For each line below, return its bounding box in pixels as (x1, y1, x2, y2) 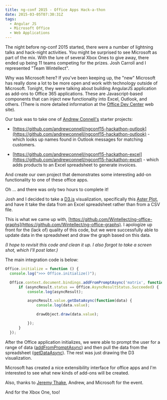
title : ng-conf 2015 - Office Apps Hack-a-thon (5, 7, 106, 12)
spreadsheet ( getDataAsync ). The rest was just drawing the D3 (5, 349, 134, 356)
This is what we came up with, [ (5, 216, 71, 222)
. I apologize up (121, 222, 153, 227)
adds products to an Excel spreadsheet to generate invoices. (12, 162, 137, 168)
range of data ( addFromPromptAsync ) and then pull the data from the (5, 344, 148, 350)
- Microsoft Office (9, 26, 50, 31)
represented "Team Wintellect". (5, 65, 70, 71)
